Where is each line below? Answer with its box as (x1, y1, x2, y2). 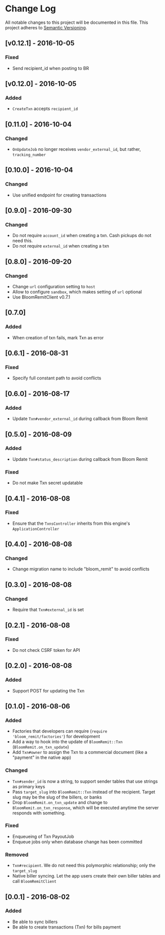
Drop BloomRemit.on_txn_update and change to (12, 799, 108, 805)
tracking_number (12, 152, 46, 157)
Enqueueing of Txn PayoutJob (12, 833, 74, 839)
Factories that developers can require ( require (12, 728, 108, 734)
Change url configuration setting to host (12, 284, 96, 290)
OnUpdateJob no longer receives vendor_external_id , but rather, (12, 146, 141, 152)
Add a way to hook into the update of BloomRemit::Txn (12, 739, 123, 745)
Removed (5, 851, 29, 858)
